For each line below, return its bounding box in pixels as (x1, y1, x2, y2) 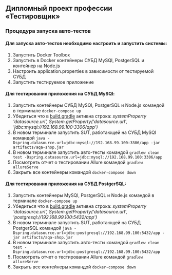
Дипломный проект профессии (5, 4, 112, 13)
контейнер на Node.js (12, 63, 60, 69)
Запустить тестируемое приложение (12, 79, 94, 85)
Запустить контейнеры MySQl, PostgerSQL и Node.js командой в (12, 192, 155, 198)
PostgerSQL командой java (12, 225, 72, 231)
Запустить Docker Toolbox (12, 51, 70, 58)
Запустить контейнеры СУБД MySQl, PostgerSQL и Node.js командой (12, 102, 165, 108)
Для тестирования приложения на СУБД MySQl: (5, 91, 115, 97)
